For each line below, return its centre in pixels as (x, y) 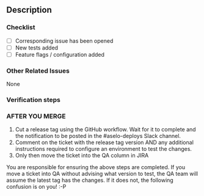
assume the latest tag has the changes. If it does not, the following (90, 180)
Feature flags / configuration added (60, 54)
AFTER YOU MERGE (36, 117)
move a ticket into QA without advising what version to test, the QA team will (102, 174)
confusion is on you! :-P (36, 187)
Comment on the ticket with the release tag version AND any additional (104, 142)
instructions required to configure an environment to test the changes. (104, 149)
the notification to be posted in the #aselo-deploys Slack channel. (98, 136)
